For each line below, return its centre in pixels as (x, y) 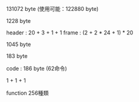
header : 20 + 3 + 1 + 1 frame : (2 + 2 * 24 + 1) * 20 (70, 33)
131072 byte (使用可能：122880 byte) (52, 9)
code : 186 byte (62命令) (37, 69)
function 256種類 (27, 93)
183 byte (17, 56)
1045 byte (19, 44)
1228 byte (19, 21)
